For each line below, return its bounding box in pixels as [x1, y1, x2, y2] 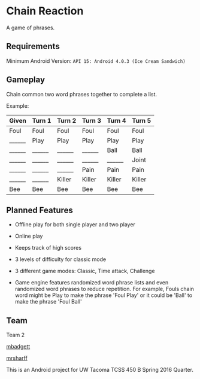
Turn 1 [32, 116, 51, 125]
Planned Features [6, 205, 74, 215]
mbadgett [6, 343, 31, 350]
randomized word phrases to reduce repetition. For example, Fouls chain [14, 286, 195, 293]
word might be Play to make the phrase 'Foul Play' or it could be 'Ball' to [14, 292, 193, 299]
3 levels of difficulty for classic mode [14, 256, 107, 263]
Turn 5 [131, 116, 151, 125]
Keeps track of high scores [14, 244, 82, 251]
